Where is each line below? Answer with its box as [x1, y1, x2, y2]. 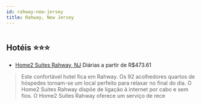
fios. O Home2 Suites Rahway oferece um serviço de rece [21, 92, 165, 100]
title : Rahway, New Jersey [6, 14, 74, 20]
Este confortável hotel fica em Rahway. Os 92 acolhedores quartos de [21, 73, 195, 80]
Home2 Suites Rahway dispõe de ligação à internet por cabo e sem [21, 86, 189, 93]
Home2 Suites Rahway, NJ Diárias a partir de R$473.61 [14, 61, 152, 69]
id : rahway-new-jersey [6, 8, 63, 15]
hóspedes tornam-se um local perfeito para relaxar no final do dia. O [21, 79, 192, 87]
